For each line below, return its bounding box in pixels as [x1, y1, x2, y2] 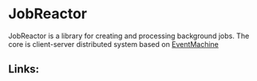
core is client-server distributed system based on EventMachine [8, 39, 219, 48]
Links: [8, 63, 40, 76]
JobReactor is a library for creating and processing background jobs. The [8, 31, 250, 40]
